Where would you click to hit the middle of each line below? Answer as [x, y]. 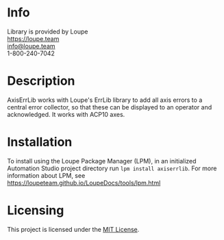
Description [41, 81]
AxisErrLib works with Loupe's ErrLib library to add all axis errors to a [105, 100]
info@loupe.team [32, 46]
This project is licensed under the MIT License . [73, 229]
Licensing [36, 211]
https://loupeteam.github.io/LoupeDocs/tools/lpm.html [84, 183]
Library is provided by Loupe [48, 31]
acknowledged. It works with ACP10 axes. [66, 114]
